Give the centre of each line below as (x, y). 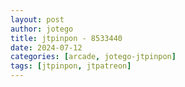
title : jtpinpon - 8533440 (66, 38)
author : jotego (42, 29)
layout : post (37, 19)
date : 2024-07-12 (46, 47)
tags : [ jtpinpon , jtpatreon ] (71, 66)
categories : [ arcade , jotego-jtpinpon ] (93, 57)
